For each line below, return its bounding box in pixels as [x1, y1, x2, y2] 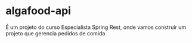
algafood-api [5, 4, 71, 18]
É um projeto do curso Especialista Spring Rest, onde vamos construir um [5, 24, 187, 31]
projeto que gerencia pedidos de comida [5, 29, 106, 37]
